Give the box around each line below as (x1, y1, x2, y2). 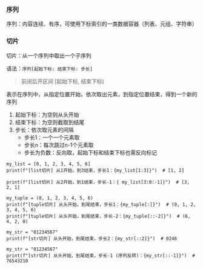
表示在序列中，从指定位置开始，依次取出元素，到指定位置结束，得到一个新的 (6, 90, 198, 98)
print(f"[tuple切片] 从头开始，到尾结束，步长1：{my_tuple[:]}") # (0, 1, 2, (6, 201, 196, 207)
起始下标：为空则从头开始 (15, 111, 79, 118)
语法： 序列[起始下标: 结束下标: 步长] (6, 65, 93, 72)
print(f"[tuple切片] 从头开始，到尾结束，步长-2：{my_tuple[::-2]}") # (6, (6, 213, 191, 219)
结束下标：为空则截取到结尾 (15, 118, 85, 125)
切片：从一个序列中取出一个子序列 (6, 51, 92, 59)
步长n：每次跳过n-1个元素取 (24, 141, 94, 148)
